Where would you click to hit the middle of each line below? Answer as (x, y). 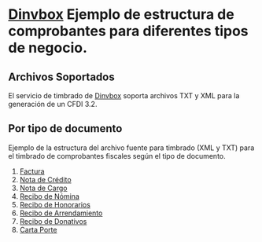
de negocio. (48, 48)
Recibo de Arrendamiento (61, 213)
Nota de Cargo (43, 188)
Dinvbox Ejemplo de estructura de (121, 15)
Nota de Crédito (46, 179)
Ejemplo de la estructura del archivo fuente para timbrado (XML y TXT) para (131, 148)
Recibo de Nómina (50, 196)
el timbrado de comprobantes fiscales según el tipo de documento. (117, 156)
